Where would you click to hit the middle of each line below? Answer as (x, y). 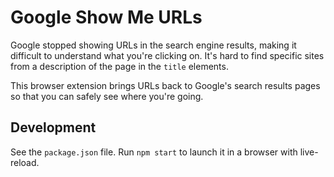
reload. (25, 162)
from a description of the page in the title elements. (119, 66)
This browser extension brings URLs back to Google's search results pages (165, 85)
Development (53, 127)
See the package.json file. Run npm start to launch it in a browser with (154, 152)
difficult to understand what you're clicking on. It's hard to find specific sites (167, 55)
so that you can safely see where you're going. (107, 96)
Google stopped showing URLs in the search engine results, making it (153, 45)
